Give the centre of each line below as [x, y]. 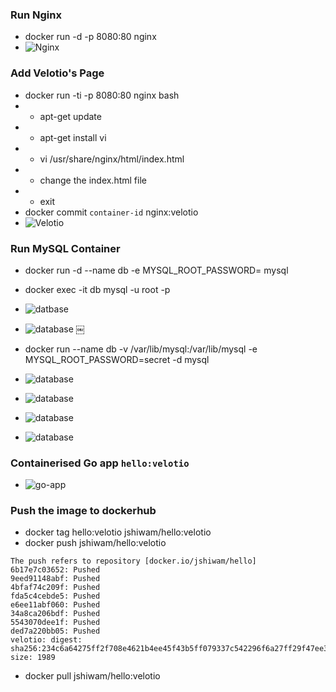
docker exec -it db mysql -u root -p [97, 289]
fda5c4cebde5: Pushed [55, 596]
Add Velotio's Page [57, 73]
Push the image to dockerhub [83, 511]
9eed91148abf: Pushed [55, 579]
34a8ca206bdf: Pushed [55, 614]
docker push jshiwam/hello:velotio [95, 543]
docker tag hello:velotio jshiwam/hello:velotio [118, 532]
